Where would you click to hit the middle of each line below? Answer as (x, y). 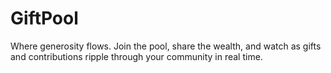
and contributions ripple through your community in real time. (136, 56)
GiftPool (44, 18)
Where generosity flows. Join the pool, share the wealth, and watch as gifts (166, 46)
